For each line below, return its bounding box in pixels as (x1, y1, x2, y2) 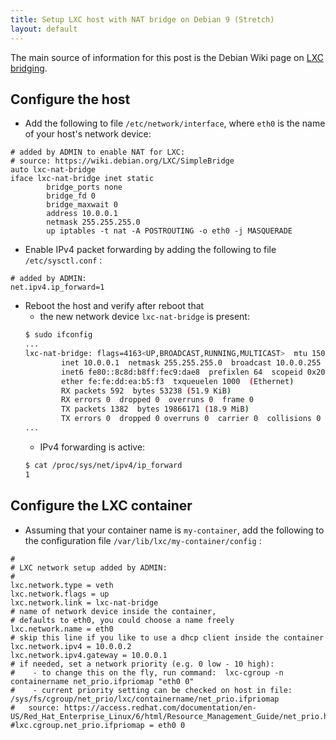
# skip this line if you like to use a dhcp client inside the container (10, 632, 325, 643)
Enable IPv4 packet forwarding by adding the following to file (24, 244, 277, 256)
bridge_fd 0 (46, 191, 97, 201)
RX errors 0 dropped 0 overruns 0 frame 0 (61, 395, 254, 405)
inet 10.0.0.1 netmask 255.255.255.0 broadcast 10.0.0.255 (61, 357, 322, 368)
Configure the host (10, 91, 131, 108)
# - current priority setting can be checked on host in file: (10, 685, 293, 695)
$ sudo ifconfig (24, 330, 93, 340)
